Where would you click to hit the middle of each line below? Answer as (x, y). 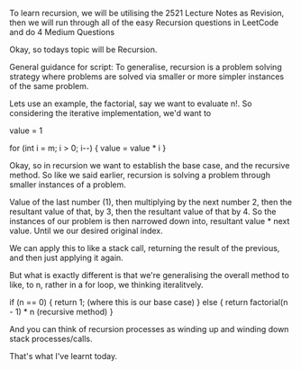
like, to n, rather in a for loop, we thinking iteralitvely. (107, 284)
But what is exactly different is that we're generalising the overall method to (150, 275)
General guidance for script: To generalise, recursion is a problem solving (146, 67)
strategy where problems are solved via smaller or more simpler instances (147, 77)
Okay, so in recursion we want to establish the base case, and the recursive (150, 165)
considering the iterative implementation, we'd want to (110, 113)
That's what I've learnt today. (64, 356)
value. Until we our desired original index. (87, 230)
